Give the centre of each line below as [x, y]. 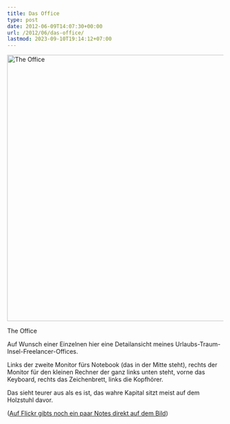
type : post [23, 20]
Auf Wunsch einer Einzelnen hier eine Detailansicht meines [90, 344]
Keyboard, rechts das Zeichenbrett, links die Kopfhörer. [85, 379]
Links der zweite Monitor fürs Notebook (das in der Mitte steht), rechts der [112, 365]
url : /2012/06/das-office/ [46, 33]
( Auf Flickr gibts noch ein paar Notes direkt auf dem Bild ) [88, 414]
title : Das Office [33, 13]
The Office [22, 331]
